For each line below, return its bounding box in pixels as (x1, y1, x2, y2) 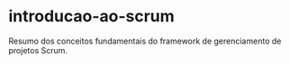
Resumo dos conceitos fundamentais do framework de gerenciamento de (8, 36, 282, 46)
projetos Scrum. (8, 44, 68, 55)
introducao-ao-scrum (8, 6, 175, 27)
